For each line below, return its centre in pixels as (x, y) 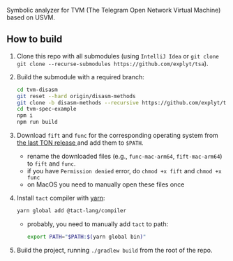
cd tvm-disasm (37, 90)
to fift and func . (51, 164)
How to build (35, 39)
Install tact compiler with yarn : (61, 198)
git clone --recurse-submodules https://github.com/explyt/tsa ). (112, 63)
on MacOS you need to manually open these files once (106, 184)
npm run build (37, 122)
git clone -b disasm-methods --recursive (78, 103)
